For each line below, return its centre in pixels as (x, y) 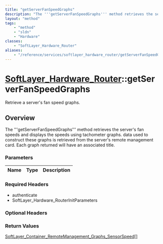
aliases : (14, 50)
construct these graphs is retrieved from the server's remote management (79, 140)
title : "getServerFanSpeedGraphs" (40, 9)
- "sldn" (23, 32)
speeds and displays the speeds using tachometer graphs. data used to (77, 135)
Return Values (22, 226)
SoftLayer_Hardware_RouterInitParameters (55, 200)
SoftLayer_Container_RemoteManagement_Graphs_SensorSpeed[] (71, 236)
